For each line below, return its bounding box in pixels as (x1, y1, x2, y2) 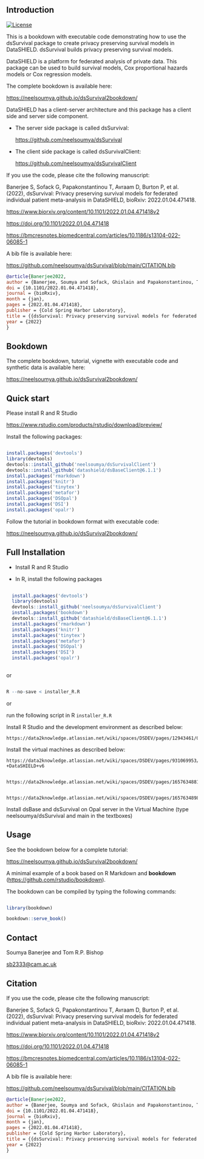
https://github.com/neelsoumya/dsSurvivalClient (15, 160, 137, 167)
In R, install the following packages (15, 575, 102, 582)
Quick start (6, 393, 50, 404)
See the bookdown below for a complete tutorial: (6, 846, 129, 853)
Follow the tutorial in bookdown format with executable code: (6, 518, 160, 525)
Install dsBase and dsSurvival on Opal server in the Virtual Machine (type (6, 805, 189, 812)
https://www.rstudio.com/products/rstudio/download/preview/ (6, 421, 163, 429)
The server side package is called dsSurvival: (15, 124, 129, 132)
